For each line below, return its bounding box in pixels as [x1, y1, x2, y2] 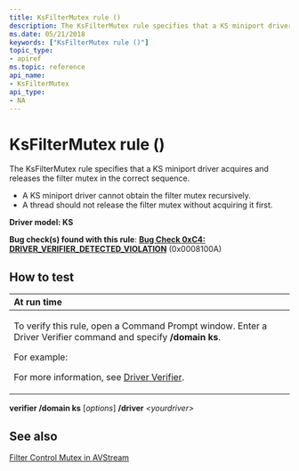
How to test [9, 269, 74, 285]
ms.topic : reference [9, 63, 86, 72]
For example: [13, 351, 69, 363]
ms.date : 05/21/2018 [9, 29, 86, 38]
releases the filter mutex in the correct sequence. [9, 173, 190, 183]
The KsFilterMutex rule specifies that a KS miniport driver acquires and [9, 164, 270, 175]
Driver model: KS [9, 217, 74, 228]
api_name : [9, 71, 46, 80]
